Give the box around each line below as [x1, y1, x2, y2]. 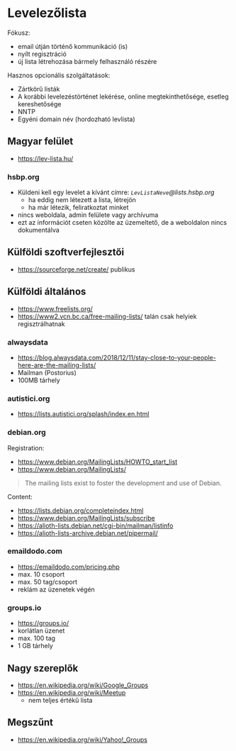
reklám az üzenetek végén [17, 585, 96, 594]
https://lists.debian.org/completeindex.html [17, 506, 144, 515]
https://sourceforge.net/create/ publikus [17, 265, 135, 274]
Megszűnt [7, 716, 53, 728]
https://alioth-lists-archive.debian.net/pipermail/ [17, 528, 158, 537]
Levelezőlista [7, 5, 87, 21]
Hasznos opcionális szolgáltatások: [7, 71, 111, 79]
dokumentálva [17, 226, 60, 235]
